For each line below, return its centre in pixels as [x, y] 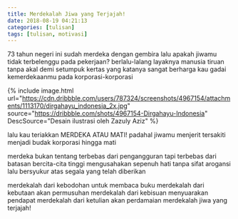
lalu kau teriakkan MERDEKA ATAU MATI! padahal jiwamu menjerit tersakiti [117, 135]
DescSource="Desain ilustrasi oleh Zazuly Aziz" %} [83, 121]
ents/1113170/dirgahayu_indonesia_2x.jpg [68, 106]
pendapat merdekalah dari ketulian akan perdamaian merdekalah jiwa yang [118, 200]
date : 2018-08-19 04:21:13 [47, 21]
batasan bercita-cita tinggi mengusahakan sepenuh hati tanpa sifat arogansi [119, 164]
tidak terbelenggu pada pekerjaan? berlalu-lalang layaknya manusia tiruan [116, 62]
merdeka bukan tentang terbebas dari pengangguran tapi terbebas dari [112, 156]
